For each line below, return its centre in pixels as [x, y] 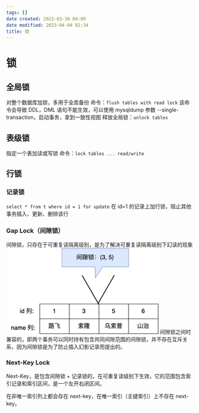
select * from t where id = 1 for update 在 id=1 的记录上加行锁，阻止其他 [99, 206]
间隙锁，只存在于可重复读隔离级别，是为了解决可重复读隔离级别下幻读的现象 [99, 245]
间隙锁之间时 [175, 332]
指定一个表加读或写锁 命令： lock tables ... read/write [75, 153]
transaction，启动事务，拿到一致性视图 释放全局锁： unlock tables [87, 117]
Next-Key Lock [28, 362]
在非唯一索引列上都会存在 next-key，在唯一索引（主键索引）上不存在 [90, 396]
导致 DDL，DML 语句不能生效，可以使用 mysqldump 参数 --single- [97, 110]
